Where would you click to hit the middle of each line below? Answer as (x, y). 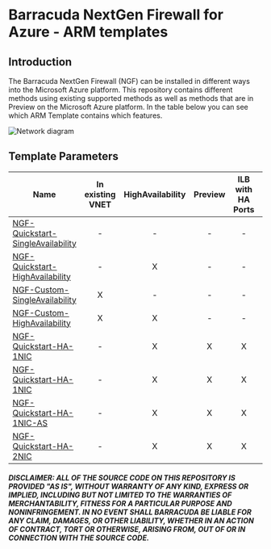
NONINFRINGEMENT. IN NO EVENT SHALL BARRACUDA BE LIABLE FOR (130, 512)
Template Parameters (64, 156)
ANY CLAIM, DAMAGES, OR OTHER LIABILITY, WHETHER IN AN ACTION (131, 521)
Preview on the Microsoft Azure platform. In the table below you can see (128, 107)
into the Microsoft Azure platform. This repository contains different (121, 90)
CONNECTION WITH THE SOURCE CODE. (79, 538)
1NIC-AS (30, 423)
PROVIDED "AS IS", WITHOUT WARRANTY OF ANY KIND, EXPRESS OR (129, 487)
